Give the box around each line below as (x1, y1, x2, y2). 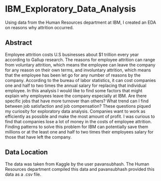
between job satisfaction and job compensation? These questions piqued (5, 103, 151, 109)
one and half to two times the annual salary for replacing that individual (5, 82, 146, 88)
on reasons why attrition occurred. (5, 24, 74, 30)
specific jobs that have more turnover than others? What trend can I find (5, 98, 149, 104)
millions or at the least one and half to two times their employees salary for (5, 129, 154, 134)
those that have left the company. (5, 134, 72, 140)
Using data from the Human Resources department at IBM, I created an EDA (5, 19, 156, 25)
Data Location (5, 148, 48, 156)
